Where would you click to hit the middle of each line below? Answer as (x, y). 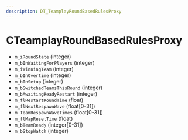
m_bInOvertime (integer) (43, 75)
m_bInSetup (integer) (39, 81)
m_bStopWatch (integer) (42, 131)
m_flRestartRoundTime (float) (49, 100)
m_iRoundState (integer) (43, 57)
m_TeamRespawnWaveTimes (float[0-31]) (59, 112)
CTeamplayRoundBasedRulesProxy (94, 40)
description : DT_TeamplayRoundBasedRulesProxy (64, 11)
